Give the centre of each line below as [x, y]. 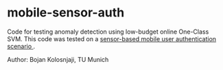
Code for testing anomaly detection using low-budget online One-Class [108, 32]
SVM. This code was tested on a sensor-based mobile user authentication [112, 38]
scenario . [21, 46]
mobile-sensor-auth [66, 13]
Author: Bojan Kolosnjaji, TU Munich [58, 59]
